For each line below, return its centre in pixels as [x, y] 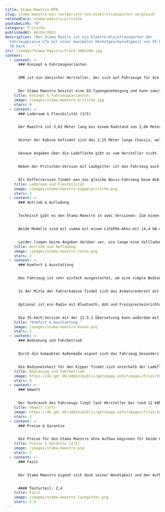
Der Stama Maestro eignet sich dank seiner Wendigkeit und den [84, 475]
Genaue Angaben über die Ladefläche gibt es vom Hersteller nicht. [89, 153]
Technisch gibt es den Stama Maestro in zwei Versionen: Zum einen [89, 216]
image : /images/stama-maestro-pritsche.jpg [59, 100]
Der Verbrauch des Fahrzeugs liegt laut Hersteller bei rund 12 [85, 403]
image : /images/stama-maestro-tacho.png [56, 251]
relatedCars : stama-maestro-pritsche [44, 19]
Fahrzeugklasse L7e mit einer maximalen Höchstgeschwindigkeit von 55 [83, 42]
